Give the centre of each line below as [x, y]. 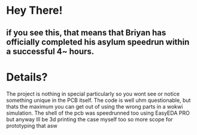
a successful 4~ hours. [50, 51]
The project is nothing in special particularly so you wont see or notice [93, 94]
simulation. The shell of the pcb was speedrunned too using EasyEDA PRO [98, 113]
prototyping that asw [32, 125]
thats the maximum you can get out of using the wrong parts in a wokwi [95, 106]
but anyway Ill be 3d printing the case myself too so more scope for [90, 119]
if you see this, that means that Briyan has [86, 33]
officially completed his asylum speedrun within [98, 42]
